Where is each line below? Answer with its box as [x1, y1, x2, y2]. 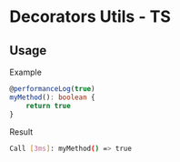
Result [9, 126, 34, 137]
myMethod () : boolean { [9, 93, 95, 102]
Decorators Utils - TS [9, 6, 171, 27]
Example [9, 66, 43, 77]
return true [25, 101, 71, 110]
